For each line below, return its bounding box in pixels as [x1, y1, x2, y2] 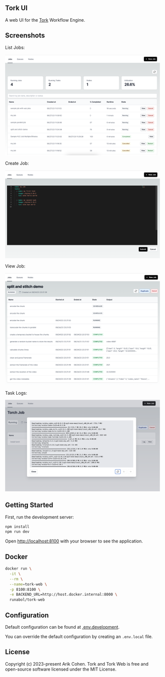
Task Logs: [5, 390, 27, 396]
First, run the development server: [5, 514, 74, 520]
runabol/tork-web [9, 597, 45, 603]
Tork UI [5, 4, 28, 12]
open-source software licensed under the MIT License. [5, 666, 117, 672]
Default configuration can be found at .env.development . [5, 624, 120, 630]
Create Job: [5, 160, 29, 166]
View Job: [5, 263, 26, 269]
